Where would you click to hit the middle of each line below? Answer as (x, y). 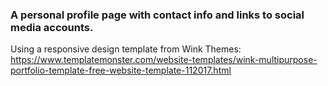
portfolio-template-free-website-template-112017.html (121, 70)
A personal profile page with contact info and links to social (157, 15)
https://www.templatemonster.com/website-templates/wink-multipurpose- (164, 60)
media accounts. (52, 27)
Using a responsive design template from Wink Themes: (126, 49)
